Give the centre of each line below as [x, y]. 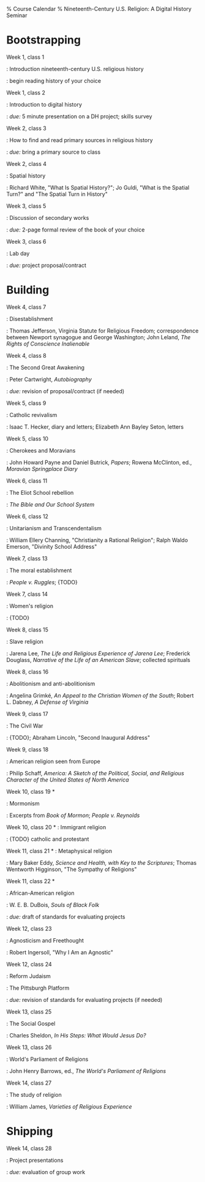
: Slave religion [25, 641]
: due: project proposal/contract [47, 265]
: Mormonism [23, 803]
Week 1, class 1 [25, 57]
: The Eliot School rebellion [40, 492]
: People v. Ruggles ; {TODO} [42, 582]
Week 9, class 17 [27, 713]
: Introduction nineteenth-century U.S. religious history [75, 69]
